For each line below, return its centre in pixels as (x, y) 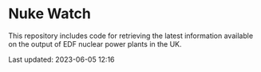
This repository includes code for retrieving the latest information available (131, 36)
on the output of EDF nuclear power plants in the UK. (95, 44)
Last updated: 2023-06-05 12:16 (61, 59)
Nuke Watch (50, 14)
